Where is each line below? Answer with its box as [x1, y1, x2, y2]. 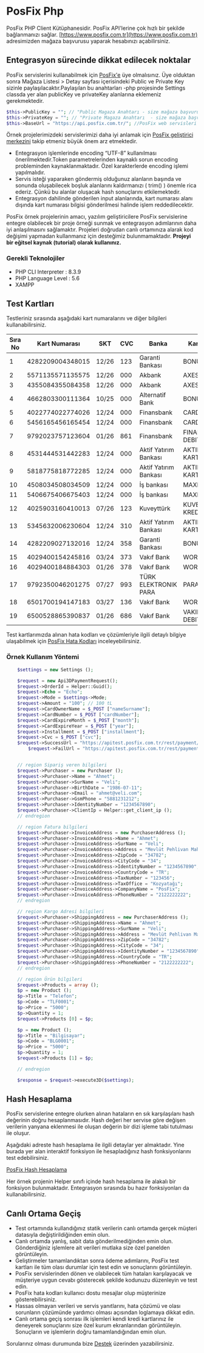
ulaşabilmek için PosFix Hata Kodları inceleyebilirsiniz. [6, 638, 141, 645]
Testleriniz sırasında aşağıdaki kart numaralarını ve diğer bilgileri [6, 315, 167, 322]
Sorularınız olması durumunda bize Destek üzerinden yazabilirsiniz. [6, 1340, 174, 1348]
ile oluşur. [6, 1129, 31, 1137]
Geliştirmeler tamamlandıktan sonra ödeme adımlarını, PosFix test [15, 1257, 179, 1265]
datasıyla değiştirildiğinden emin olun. [15, 1231, 110, 1238]
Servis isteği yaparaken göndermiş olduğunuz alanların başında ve [15, 175, 182, 183]
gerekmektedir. [6, 97, 44, 104]
